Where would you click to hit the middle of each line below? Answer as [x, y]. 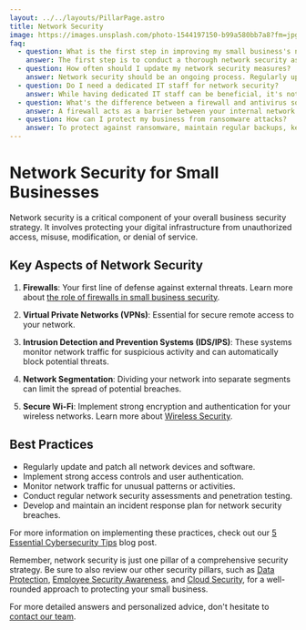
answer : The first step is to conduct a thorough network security [156, 60]
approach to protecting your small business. [126, 589]
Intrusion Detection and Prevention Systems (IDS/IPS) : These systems [157, 341]
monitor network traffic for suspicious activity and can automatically [151, 351]
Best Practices [51, 445]
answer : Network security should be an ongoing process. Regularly [156, 77]
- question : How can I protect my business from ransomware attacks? [152, 119]
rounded [25, 589]
